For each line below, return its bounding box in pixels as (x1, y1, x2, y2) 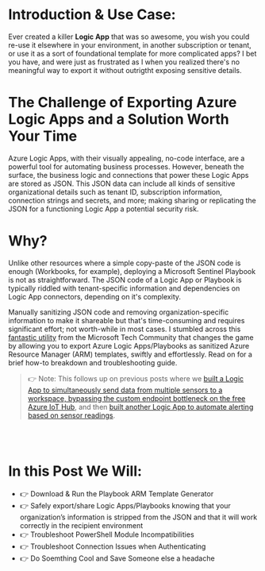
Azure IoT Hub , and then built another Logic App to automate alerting (27, 402, 254, 411)
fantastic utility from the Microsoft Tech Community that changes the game (8, 332, 254, 342)
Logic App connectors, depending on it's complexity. (8, 291, 181, 301)
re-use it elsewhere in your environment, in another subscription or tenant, (8, 40, 252, 49)
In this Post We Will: (8, 462, 143, 480)
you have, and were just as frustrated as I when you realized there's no (8, 57, 240, 67)
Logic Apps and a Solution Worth (8, 110, 229, 129)
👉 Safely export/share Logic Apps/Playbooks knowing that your (19, 500, 232, 510)
